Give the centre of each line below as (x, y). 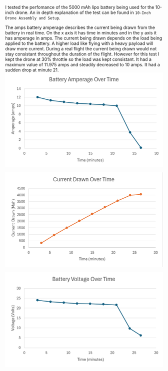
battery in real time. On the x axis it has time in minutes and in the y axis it (81, 33)
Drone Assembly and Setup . (33, 18)
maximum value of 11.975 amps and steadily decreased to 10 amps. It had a (82, 65)
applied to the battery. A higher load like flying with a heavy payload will (79, 43)
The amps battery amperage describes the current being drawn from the (80, 27)
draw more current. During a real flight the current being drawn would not (81, 49)
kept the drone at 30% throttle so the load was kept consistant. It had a (78, 59)
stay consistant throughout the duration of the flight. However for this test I (82, 54)
